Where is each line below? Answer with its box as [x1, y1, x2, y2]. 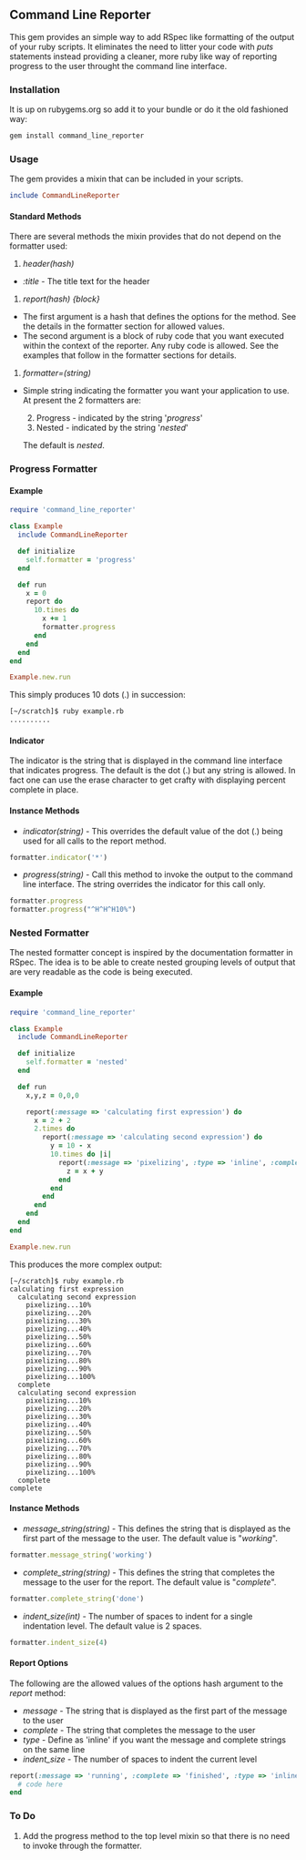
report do [25, 597, 64, 607]
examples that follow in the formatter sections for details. [22, 350, 237, 361]
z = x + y [66, 1166, 104, 1176]
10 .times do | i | [49, 1150, 112, 1160]
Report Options [9, 1658, 68, 1669]
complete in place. [9, 784, 79, 795]
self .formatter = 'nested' [25, 1058, 128, 1067]
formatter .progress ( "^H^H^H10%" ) [9, 905, 137, 915]
